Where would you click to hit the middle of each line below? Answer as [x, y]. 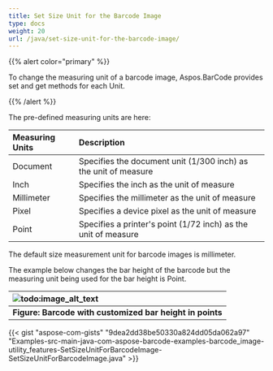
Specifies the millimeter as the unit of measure [167, 198]
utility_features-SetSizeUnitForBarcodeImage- [85, 350]
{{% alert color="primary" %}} [59, 62]
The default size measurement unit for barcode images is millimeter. [122, 255]
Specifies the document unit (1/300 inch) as [163, 162]
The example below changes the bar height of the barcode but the [119, 270]
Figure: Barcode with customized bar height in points [117, 313]
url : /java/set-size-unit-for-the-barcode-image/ [94, 39]
